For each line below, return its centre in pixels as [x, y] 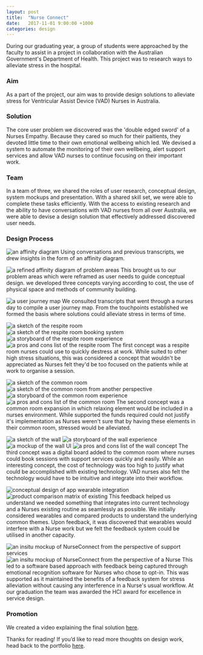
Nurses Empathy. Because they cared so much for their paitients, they [94, 136]
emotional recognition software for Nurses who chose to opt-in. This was [98, 573]
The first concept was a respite [151, 345]
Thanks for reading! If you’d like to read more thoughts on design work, [95, 639]
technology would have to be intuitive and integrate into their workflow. [95, 478]
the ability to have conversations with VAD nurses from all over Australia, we [101, 210]
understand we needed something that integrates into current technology [98, 503]
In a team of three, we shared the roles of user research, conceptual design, [101, 191]
